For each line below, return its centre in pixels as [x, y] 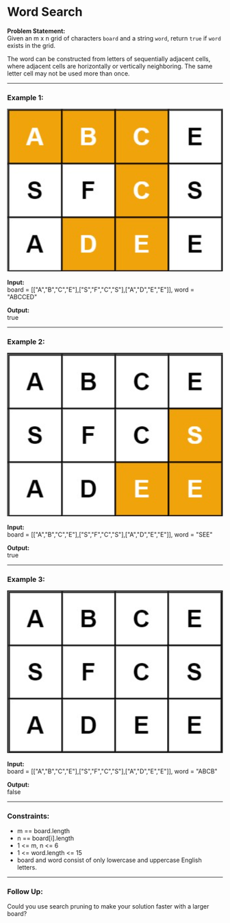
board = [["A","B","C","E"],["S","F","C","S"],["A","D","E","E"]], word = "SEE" [110, 534]
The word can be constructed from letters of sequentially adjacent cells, [109, 58]
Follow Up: [25, 891]
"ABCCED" [22, 296]
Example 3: [26, 579]
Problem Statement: [36, 31]
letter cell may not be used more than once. [68, 73]
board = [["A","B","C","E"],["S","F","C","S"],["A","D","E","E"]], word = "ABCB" [112, 771]
